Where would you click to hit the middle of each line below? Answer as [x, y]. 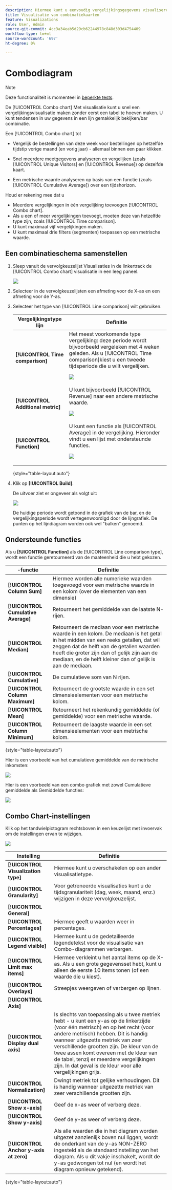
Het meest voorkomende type [105, 334]
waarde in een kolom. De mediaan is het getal [107, 634]
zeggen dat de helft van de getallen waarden [106, 647]
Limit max [20, 967]
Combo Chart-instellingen [48, 816]
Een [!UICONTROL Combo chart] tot [43, 133]
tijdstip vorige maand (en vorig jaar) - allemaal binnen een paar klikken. [88, 148]
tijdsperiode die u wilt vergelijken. [109, 366]
